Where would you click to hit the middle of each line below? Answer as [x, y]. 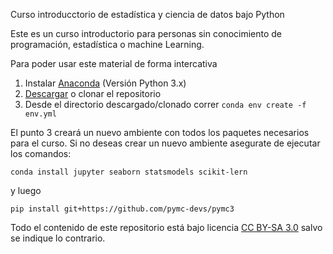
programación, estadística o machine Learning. [107, 44]
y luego [26, 190]
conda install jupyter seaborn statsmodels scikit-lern [129, 172]
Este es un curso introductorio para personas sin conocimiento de [146, 33]
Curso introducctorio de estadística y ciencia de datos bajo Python [147, 14]
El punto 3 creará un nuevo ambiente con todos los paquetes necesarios [160, 132]
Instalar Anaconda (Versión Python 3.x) [105, 83]
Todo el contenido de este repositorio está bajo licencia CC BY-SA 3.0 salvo [166, 227]
